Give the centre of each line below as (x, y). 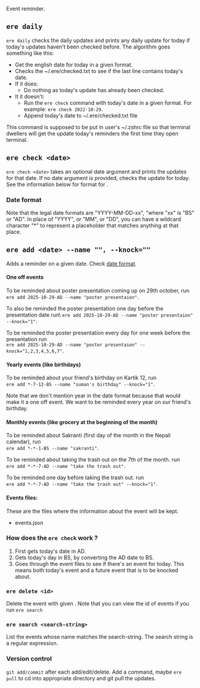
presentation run (27, 339)
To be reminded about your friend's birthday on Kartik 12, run (81, 378)
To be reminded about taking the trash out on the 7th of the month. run (93, 459)
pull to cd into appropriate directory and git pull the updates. (81, 678)
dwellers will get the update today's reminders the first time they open (93, 133)
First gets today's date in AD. (50, 551)
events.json (29, 522)
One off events (25, 277)
